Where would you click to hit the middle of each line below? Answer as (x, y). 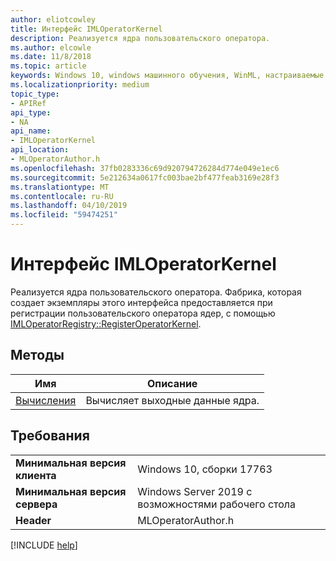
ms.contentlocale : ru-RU (62, 196)
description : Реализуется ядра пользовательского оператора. (140, 38)
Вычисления (46, 400)
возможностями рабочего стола (217, 504)
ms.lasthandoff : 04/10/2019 (69, 206)
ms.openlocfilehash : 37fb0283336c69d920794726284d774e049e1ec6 (145, 168)
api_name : (31, 131)
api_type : (31, 112)
